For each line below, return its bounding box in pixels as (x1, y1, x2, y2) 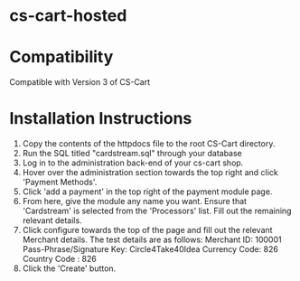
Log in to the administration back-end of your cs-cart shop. (22, 157, 244, 168)
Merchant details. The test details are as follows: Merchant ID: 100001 (22, 234, 282, 245)
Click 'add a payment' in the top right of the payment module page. (22, 186, 273, 197)
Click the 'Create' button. (22, 263, 117, 274)
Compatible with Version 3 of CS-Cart (9, 77, 151, 88)
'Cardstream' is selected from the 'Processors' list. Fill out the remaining (22, 205, 292, 217)
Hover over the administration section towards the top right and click (22, 167, 278, 178)
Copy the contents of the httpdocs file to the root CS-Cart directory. (22, 138, 276, 149)
